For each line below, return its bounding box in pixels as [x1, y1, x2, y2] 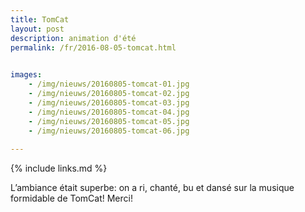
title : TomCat [10, 14, 70, 25]
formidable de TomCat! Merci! [10, 192, 133, 205]
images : [10, 70, 43, 80]
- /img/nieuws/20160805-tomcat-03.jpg [28, 97, 190, 108]
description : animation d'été [10, 33, 137, 43]
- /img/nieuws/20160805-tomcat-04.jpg [28, 107, 190, 117]
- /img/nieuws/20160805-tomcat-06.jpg [28, 126, 190, 136]
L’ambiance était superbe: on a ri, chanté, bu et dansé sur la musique [10, 182, 295, 194]
